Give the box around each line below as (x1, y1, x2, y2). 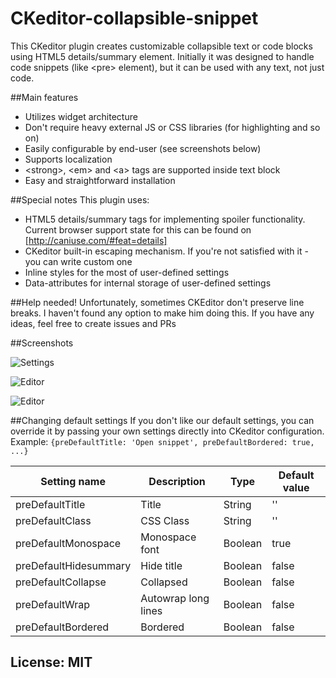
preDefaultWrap (15, 597, 91, 611)
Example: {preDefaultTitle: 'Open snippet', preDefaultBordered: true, (10, 435, 315, 447)
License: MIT (10, 654, 93, 671)
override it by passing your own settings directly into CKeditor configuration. (10, 425, 325, 437)
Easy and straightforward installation (24, 174, 176, 186)
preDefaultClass (15, 513, 92, 527)
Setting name (40, 474, 106, 488)
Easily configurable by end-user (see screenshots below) (24, 142, 262, 154)
